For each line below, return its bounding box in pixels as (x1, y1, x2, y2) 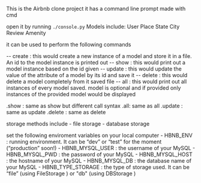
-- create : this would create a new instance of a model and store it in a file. (6, 53, 192, 59)
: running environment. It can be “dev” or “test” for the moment (6, 138, 162, 145)
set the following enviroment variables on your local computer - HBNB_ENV (6, 132, 193, 139)
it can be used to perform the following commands (6, 41, 131, 48)
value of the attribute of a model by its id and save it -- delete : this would (6, 72, 188, 78)
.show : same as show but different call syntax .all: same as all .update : (6, 102, 183, 109)
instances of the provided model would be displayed (6, 91, 136, 97)
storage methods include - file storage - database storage (6, 120, 150, 127)
